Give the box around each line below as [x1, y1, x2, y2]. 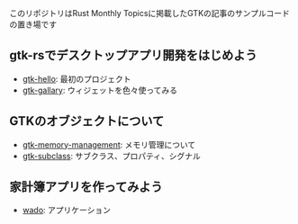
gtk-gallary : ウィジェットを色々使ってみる [22, 85, 178, 95]
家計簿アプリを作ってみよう [9, 179, 163, 195]
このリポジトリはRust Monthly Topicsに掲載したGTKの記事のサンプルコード [9, 8, 291, 18]
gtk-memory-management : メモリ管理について [22, 139, 196, 150]
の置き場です [9, 19, 57, 30]
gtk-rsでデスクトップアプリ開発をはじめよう [9, 48, 258, 63]
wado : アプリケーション [22, 205, 111, 216]
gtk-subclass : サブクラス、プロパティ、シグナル [22, 150, 201, 161]
